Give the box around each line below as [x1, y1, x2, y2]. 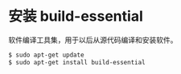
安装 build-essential [8, 7, 143, 25]
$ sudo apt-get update [8, 51, 84, 59]
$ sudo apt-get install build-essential [8, 58, 146, 66]
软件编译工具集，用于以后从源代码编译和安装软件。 [8, 35, 178, 45]
